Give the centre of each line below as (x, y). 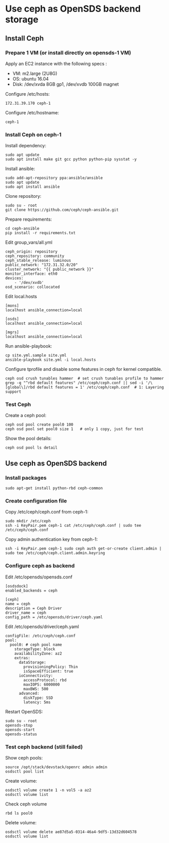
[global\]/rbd (20, 388)
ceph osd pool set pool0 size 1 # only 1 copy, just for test (74, 429)
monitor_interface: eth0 (31, 274)
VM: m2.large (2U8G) (35, 73)
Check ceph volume (26, 804)
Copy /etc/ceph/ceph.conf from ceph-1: (47, 512)
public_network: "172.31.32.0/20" (42, 265)
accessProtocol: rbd (45, 680)
